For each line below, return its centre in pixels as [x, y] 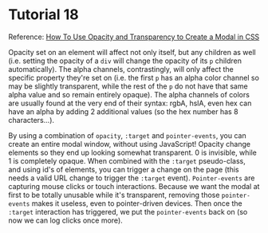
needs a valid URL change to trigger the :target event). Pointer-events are [132, 178]
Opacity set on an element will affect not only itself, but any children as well [132, 52]
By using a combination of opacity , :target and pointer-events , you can [127, 135]
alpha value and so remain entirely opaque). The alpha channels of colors [129, 94]
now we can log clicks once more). [66, 220]
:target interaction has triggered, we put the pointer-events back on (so [128, 211]
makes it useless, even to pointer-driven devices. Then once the [137, 203]
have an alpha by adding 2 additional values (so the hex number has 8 [123, 111]
